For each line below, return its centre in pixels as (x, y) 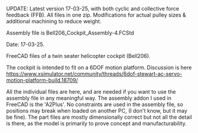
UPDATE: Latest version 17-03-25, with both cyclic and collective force (93, 9)
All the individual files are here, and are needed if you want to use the (91, 92)
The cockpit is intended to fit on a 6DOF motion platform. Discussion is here (99, 67)
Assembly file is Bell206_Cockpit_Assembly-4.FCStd (70, 33)
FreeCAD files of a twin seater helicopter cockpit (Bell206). (78, 56)
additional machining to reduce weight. (54, 21)
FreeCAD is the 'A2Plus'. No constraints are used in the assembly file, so (95, 104)
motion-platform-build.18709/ (42, 80)
